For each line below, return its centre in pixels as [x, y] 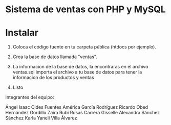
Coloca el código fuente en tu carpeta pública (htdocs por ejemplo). [84, 47]
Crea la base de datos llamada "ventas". [55, 57]
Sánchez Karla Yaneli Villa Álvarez [41, 118]
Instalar [22, 33]
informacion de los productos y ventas [53, 78]
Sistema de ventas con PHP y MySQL [86, 9]
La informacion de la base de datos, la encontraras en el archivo [80, 67]
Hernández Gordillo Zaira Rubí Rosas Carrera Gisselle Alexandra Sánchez [83, 113]
